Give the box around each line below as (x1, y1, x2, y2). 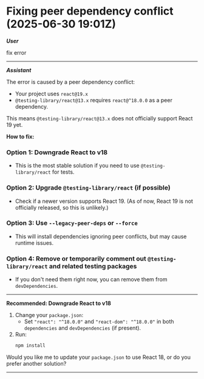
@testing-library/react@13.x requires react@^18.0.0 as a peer (15, 96, 173, 104)
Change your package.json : (15, 312, 84, 319)
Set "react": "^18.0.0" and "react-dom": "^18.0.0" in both (24, 318, 174, 326)
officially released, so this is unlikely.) (15, 203, 109, 211)
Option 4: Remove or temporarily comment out (6, 254, 147, 262)
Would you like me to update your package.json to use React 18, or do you (6, 353, 191, 361)
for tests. (52, 168, 75, 176)
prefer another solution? (6, 360, 67, 367)
